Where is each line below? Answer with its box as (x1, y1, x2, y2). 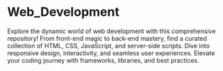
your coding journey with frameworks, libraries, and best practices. (7, 56, 199, 64)
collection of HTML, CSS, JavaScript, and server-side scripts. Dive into (7, 41, 210, 50)
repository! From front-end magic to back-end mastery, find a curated (7, 34, 207, 42)
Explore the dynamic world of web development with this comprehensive (7, 27, 216, 35)
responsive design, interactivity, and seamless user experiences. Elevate (7, 49, 215, 57)
